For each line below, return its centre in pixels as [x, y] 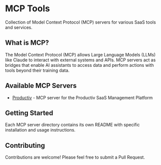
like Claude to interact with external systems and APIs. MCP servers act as [80, 60]
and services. [19, 27]
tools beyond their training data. [37, 70]
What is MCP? [27, 43]
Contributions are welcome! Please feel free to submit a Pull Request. [75, 157]
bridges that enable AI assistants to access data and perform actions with [80, 65]
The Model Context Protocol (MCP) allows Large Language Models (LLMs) [80, 55]
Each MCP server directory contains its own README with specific [72, 125]
